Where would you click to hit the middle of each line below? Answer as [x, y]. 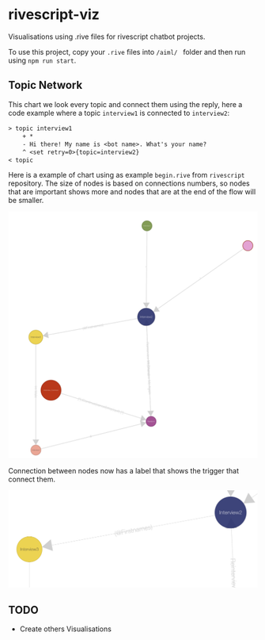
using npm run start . [42, 60]
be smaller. [26, 200]
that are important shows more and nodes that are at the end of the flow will [132, 191]
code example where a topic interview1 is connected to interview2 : [119, 113]
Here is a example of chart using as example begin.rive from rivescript [127, 174]
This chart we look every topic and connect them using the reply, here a [125, 104]
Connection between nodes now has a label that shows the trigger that [124, 470]
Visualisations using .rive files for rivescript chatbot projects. [107, 36]
